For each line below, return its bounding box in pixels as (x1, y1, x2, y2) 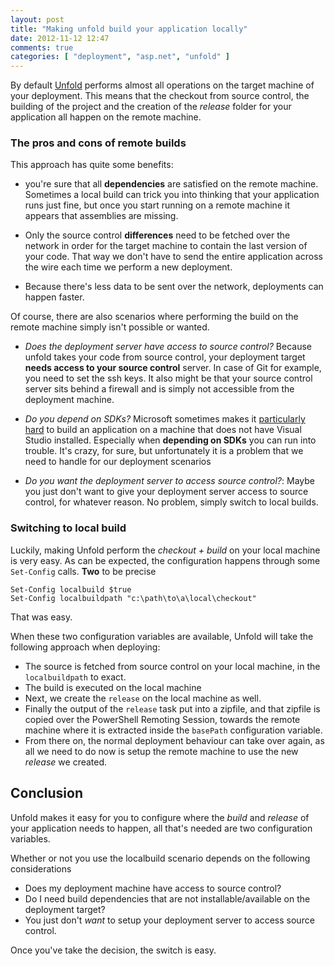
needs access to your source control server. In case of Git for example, (24, 362, 322, 374)
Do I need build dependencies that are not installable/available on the (24, 892, 311, 905)
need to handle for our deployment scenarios (24, 456, 212, 468)
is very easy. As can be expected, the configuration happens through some (10, 554, 321, 566)
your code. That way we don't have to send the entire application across (24, 251, 323, 263)
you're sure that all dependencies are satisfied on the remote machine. (24, 178, 319, 190)
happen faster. (24, 291, 85, 303)
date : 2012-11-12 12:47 (10, 33, 110, 43)
